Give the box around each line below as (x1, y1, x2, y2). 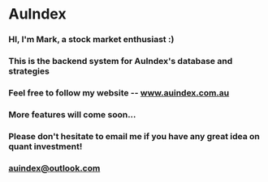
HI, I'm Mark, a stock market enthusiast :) (8, 34, 175, 45)
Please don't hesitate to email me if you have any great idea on (8, 130, 260, 142)
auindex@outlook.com (8, 163, 101, 174)
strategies (8, 66, 50, 77)
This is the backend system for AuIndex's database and (8, 56, 233, 67)
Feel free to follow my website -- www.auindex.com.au (8, 87, 230, 98)
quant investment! (8, 141, 83, 152)
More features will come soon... (8, 108, 136, 120)
